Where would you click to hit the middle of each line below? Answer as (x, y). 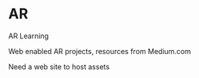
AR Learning (29, 36)
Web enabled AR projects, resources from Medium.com (100, 51)
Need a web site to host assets (59, 66)
